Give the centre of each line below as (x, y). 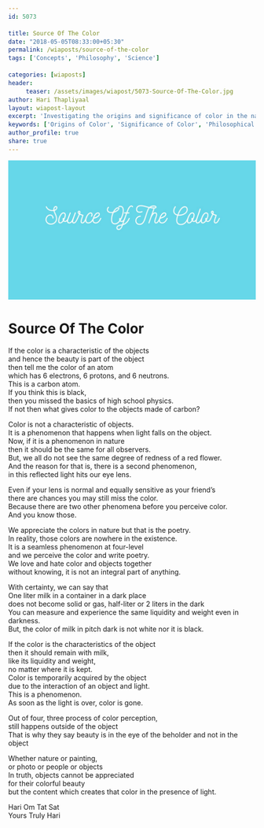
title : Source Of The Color (54, 33)
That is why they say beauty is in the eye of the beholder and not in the (123, 735)
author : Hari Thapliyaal (49, 100)
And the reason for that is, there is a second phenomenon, (103, 466)
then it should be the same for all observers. (80, 449)
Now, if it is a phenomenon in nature (66, 442)
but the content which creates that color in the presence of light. (112, 792)
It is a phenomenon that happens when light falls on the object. (110, 433)
